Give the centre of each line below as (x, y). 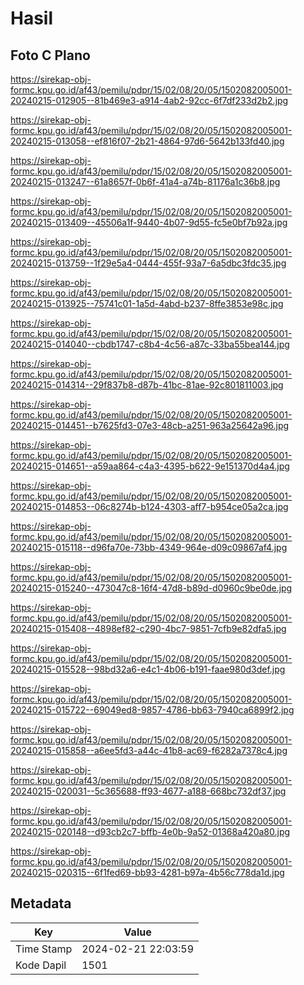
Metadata (41, 903)
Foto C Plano (50, 55)
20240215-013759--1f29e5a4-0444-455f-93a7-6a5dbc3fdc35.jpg (148, 263)
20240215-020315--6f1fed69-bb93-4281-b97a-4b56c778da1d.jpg (147, 872)
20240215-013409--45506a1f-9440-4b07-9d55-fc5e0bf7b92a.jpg (149, 222)
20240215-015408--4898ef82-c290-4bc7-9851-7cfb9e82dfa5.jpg (148, 628)
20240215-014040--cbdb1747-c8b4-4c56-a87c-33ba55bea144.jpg (150, 344)
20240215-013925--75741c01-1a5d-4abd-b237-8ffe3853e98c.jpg (147, 303)
